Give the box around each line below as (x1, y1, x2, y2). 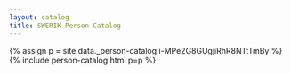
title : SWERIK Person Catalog (9, 21, 122, 30)
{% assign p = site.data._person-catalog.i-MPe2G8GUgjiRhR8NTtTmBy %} (9, 45, 283, 55)
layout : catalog (9, 12, 69, 22)
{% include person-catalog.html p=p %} (9, 55, 157, 65)
